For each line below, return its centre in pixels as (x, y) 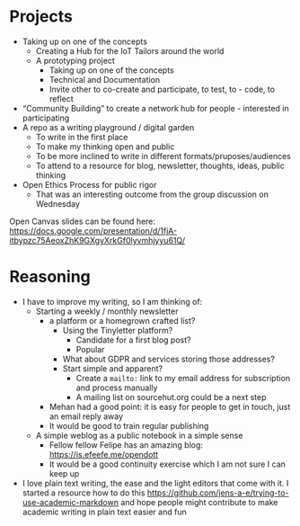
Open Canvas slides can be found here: (82, 221)
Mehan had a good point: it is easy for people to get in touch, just (170, 406)
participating (46, 118)
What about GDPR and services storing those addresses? (169, 359)
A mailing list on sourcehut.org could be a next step (171, 397)
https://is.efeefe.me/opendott (104, 454)
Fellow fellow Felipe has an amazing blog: (126, 445)
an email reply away (86, 416)
